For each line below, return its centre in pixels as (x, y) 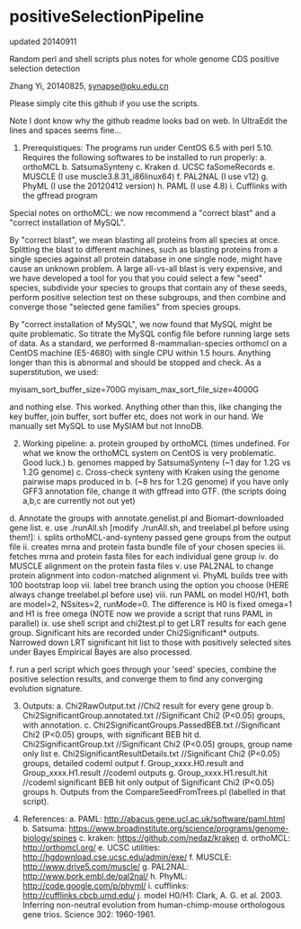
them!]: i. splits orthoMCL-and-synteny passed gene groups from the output (150, 537)
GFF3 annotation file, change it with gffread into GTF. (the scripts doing (155, 491)
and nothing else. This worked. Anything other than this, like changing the (146, 406)
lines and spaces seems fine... (66, 130)
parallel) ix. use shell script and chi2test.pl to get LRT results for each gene (148, 623)
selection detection (45, 68)
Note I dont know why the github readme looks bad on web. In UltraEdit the (148, 121)
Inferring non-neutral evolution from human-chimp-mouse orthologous (154, 905)
